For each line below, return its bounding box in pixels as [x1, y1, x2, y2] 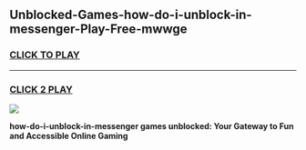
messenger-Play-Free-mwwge [9, 22, 189, 37]
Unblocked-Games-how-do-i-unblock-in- [9, 7, 252, 23]
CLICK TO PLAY [9, 49, 80, 62]
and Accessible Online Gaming [9, 130, 128, 141]
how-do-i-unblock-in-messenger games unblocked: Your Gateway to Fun [9, 120, 294, 131]
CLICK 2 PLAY [9, 83, 73, 95]
